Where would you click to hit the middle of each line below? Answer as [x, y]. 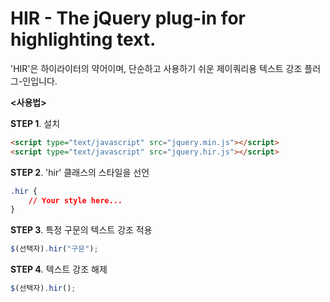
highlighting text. [83, 39]
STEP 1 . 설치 [35, 123]
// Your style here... [75, 200]
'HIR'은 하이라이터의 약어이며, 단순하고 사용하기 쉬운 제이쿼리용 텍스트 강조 [156, 68]
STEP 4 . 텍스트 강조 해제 [59, 269]
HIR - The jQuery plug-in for [128, 18]
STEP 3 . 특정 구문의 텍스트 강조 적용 [81, 230]
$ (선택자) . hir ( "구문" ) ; [54, 249]
